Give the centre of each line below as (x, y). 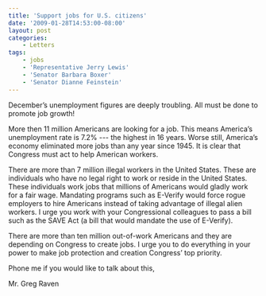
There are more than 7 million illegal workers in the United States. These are (132, 169)
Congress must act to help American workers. (83, 154)
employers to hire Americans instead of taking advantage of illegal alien (125, 203)
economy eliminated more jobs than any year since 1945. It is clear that (124, 146)
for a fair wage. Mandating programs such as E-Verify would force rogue (127, 195)
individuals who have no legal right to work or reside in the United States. (128, 178)
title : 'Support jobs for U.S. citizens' (78, 16)
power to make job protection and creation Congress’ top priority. (115, 252)
